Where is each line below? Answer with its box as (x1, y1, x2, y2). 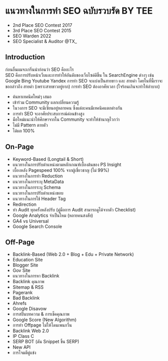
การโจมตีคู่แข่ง (12, 349, 36, 356)
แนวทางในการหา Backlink (12, 273, 60, 279)
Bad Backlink (12, 295, 40, 301)
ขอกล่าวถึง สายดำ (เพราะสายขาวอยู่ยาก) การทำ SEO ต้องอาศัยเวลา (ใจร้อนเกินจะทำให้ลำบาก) (5, 83, 160, 89)
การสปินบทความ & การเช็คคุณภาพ (12, 311, 70, 317)
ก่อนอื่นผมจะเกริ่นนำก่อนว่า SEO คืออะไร (5, 66, 74, 72)
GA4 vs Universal (12, 218, 49, 224)
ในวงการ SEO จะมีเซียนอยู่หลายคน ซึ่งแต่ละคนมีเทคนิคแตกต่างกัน (12, 105, 123, 111)
